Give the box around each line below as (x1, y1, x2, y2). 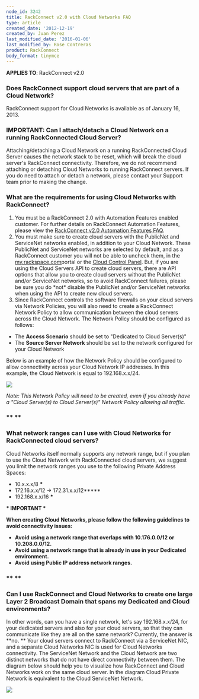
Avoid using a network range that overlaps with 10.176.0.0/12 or (14, 533, 175, 541)
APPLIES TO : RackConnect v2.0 (6, 69, 85, 76)
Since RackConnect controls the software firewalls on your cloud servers (14, 296, 194, 303)
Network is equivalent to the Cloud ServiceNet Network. (6, 675, 143, 682)
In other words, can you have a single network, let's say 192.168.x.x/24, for (6, 618, 188, 625)
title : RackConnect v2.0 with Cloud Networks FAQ (6, 14, 131, 20)
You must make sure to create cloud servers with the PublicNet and (14, 233, 179, 240)
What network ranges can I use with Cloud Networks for (6, 429, 171, 437)
